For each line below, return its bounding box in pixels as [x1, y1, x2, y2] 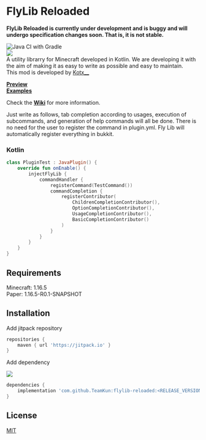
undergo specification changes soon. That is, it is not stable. [6, 31, 164, 38]
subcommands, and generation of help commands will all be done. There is [6, 117, 197, 124]
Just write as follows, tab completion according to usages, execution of [6, 110, 187, 118]
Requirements [6, 268, 61, 278]
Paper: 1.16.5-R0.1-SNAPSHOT [6, 290, 83, 298]
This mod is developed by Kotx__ [6, 69, 90, 76]
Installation [6, 308, 50, 319]
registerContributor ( [61, 194, 116, 200]
